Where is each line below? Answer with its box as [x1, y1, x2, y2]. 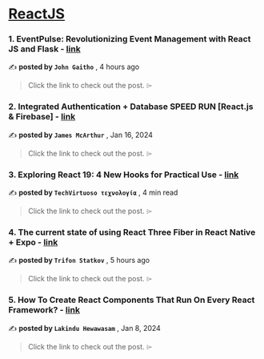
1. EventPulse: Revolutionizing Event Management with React [8, 34, 251, 45]
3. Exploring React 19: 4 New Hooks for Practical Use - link [8, 169, 239, 180]
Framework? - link [8, 305, 80, 316]
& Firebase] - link [8, 111, 76, 123]
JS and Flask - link [8, 43, 82, 54]
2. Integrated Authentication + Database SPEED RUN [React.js [8, 101, 254, 112]
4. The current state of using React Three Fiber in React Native [8, 227, 256, 237]
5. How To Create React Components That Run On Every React [8, 294, 255, 305]
